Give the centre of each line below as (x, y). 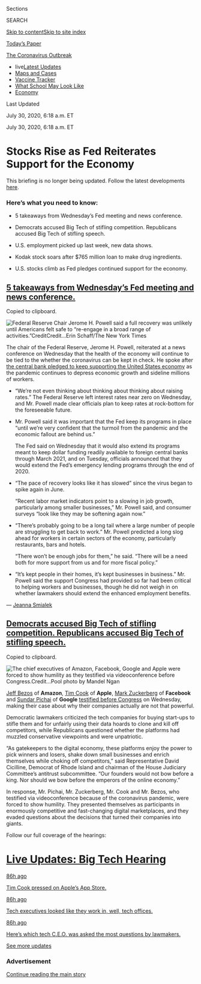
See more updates (29, 946)
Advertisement (28, 961)
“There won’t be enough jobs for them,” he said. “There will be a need (101, 556)
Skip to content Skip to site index (46, 32)
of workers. (20, 379)
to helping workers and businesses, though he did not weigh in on (96, 587)
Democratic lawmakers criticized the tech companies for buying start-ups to (100, 717)
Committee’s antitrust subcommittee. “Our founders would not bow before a (100, 773)
